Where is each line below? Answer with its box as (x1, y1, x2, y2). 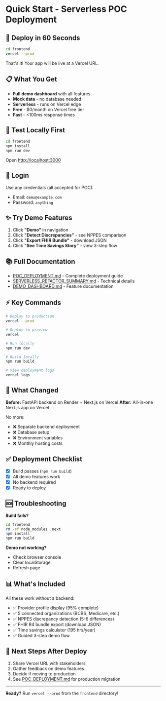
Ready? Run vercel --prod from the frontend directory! (5, 690, 119, 696)
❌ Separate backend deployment (12, 424, 80, 429)
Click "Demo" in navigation (12, 227, 68, 233)
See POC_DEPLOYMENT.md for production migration (12, 676, 121, 682)
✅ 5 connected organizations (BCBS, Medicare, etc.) (12, 611, 120, 616)
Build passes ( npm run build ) (12, 468, 72, 474)
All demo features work (12, 473, 61, 479)
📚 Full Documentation (5, 258, 75, 266)
